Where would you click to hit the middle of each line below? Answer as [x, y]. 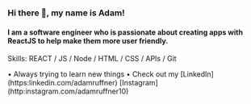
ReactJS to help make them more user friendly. [88, 40]
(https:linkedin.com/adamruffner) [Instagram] [83, 83]
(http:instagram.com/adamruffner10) [68, 91]
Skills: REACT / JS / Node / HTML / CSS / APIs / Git [92, 59]
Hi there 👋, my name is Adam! [67, 13]
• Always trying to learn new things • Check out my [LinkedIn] [111, 74]
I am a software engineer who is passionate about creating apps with [125, 32]
